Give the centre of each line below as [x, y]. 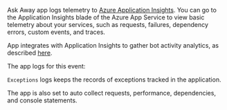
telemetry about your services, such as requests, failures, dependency [108, 25]
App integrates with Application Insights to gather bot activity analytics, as [113, 45]
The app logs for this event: [46, 66]
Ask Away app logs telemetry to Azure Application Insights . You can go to [112, 10]
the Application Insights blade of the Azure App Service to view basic [106, 17]
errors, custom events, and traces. [56, 32]
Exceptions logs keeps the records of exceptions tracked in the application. [114, 80]
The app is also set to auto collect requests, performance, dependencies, [112, 93]
